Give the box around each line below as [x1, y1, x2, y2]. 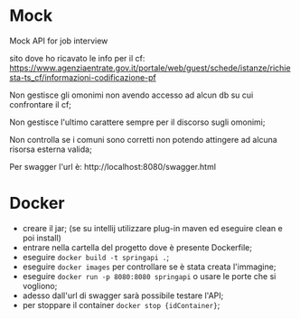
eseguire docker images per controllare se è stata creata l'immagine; [22, 261, 277, 272]
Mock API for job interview [9, 35, 108, 46]
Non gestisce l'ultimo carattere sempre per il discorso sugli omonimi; [9, 117, 266, 127]
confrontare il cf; [9, 99, 72, 109]
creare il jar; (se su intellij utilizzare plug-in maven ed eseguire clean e [22, 222, 283, 233]
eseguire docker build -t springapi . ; [22, 251, 170, 262]
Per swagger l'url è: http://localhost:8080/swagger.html [9, 161, 217, 172]
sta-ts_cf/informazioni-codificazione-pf [9, 71, 156, 82]
